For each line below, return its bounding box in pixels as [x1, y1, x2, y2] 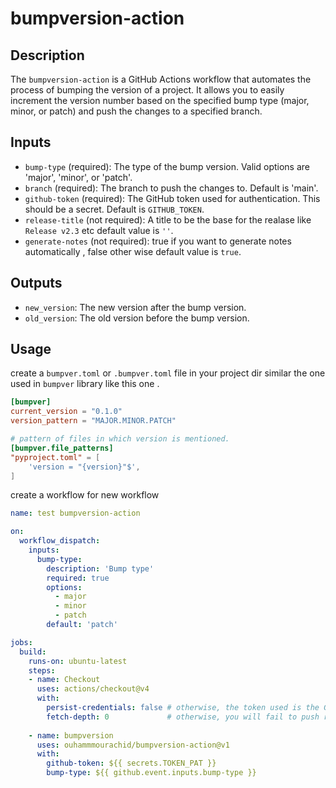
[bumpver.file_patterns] [10, 443, 114, 453]
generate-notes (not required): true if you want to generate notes [24, 235, 292, 247]
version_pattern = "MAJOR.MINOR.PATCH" [10, 416, 177, 426]
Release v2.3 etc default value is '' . [24, 224, 174, 236]
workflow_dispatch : [19, 536, 101, 546]
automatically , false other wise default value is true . [24, 245, 242, 257]
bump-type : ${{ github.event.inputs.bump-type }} [46, 768, 257, 778]
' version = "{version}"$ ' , [28, 462, 141, 472]
